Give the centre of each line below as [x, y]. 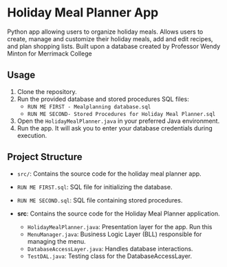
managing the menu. [56, 241]
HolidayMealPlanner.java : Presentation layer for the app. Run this [120, 227]
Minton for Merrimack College [50, 54]
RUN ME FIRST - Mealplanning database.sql [89, 107]
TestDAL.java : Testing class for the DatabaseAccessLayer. [110, 256]
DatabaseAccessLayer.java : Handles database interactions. [110, 248]
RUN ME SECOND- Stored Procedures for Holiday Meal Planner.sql [121, 114]
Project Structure [45, 157]
